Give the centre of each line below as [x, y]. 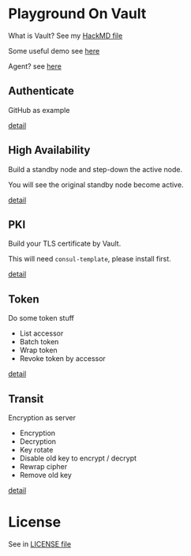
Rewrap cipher [43, 466]
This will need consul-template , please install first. [90, 259]
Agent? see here [35, 66]
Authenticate [41, 91]
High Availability [49, 150]
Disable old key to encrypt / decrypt [78, 458]
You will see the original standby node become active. [96, 184]
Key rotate [36, 450]
